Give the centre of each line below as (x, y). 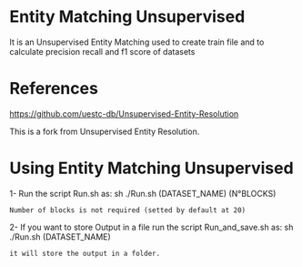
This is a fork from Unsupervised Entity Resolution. (105, 131)
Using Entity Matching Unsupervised (151, 168)
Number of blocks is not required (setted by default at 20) (128, 210)
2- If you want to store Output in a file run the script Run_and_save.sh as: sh (151, 227)
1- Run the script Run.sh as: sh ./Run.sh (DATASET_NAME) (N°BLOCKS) (143, 193)
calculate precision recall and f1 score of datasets (102, 51)
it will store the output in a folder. (85, 253)
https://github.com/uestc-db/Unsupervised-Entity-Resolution (124, 113)
